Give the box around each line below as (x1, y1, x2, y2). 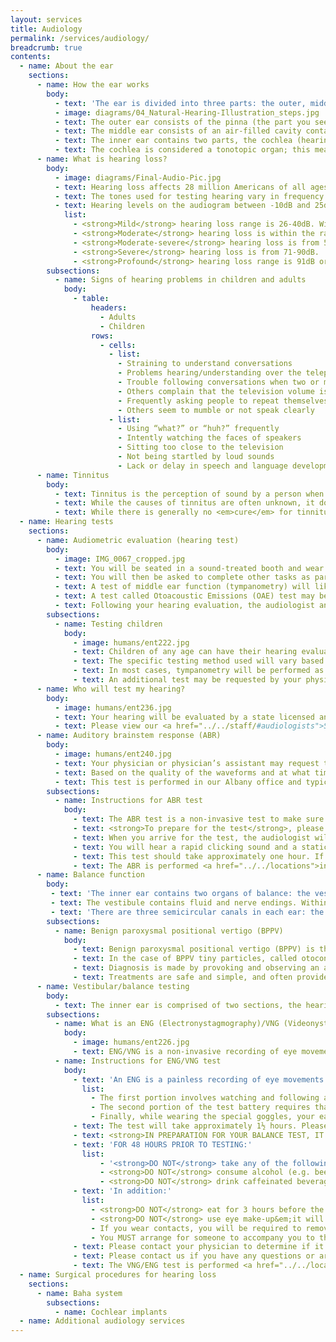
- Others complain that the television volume (117, 386, 315, 396)
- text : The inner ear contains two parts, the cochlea (54, 136, 293, 146)
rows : (90, 331, 114, 341)
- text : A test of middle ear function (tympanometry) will (54, 582, 311, 592)
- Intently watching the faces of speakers (117, 433, 302, 443)
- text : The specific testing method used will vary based (73, 656, 325, 666)
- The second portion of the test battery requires (90, 1102, 311, 1113)
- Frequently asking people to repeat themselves (117, 396, 329, 406)
